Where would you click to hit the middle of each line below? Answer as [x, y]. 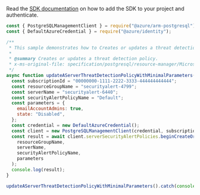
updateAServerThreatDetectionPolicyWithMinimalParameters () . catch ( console [101, 186]
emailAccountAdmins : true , [50, 109]
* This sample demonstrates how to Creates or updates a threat [90, 48]
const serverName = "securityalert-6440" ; [65, 92]
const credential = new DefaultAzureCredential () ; [76, 125]
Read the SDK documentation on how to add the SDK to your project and [95, 9]
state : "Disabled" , [41, 114]
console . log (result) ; [38, 169]
